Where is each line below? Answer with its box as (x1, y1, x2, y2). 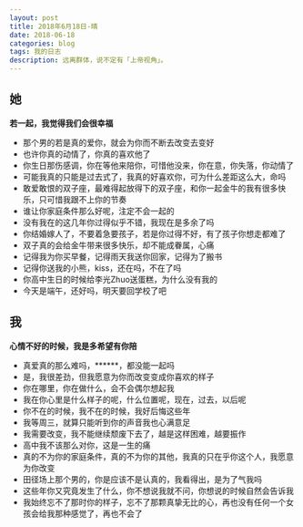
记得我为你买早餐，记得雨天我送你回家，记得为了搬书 (22, 251, 223, 262)
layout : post (9, 13, 59, 23)
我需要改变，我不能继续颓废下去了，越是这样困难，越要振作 (22, 428, 247, 439)
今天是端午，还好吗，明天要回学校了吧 (22, 284, 167, 296)
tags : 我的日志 (9, 47, 62, 57)
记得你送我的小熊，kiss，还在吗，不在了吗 (22, 262, 182, 274)
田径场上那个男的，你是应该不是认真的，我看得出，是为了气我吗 (22, 473, 262, 484)
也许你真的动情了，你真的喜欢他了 (22, 148, 151, 160)
